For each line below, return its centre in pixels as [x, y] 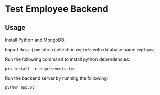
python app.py [20, 87]
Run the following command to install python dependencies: [68, 59]
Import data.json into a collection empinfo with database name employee [80, 50]
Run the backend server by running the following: [56, 78]
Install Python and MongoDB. [35, 40]
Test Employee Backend [57, 9]
